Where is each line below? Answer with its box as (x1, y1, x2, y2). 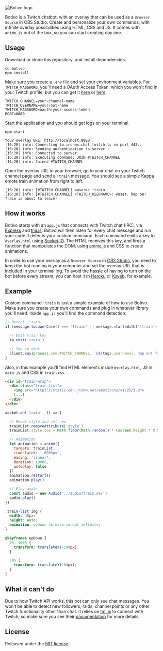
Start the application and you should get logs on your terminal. (5, 120, 130, 126)
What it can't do (5, 585, 54, 594)
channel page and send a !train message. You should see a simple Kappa (5, 173, 154, 179)
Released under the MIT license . (5, 640, 70, 647)
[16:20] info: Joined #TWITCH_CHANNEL (5, 159, 83, 164)
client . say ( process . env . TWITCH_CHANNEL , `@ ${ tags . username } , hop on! (9, 351, 153, 356)
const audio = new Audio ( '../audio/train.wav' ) (9, 491, 108, 496)
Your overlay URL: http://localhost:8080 (5, 138, 90, 143)
